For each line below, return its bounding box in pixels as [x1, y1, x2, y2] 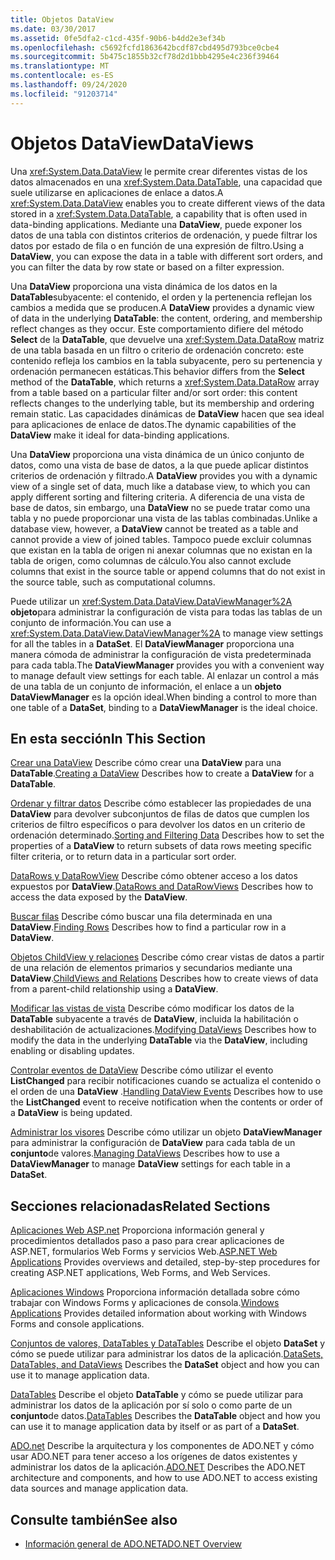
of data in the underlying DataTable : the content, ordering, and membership [10, 312, 323, 324]
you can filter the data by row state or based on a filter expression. [10, 261, 285, 273]
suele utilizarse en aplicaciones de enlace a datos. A [10, 186, 224, 198]
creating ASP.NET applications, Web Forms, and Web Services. [10, 1267, 271, 1279]
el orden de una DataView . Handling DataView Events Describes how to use [10, 1086, 323, 1098]
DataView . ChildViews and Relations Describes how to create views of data [10, 972, 319, 985]
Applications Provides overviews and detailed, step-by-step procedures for [10, 1256, 321, 1268]
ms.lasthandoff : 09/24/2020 [10, 80, 128, 90]
